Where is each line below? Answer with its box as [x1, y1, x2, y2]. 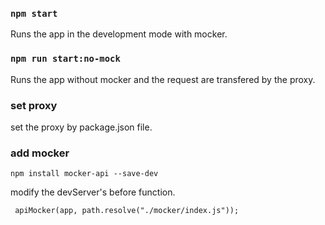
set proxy [10, 98, 58, 112]
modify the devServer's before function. [10, 186, 176, 198]
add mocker [10, 146, 70, 160]
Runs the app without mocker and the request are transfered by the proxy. [10, 73, 316, 85]
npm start [10, 8, 58, 19]
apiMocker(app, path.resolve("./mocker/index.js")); [14, 206, 240, 216]
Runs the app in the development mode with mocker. [10, 28, 228, 40]
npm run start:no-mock [10, 53, 121, 65]
